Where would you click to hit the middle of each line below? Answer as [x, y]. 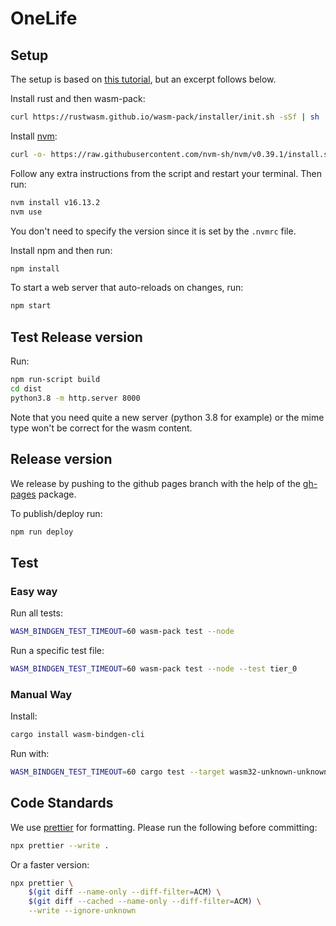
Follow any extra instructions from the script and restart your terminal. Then [166, 173]
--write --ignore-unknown [82, 911]
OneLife [44, 18]
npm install [35, 268]
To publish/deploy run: [56, 513]
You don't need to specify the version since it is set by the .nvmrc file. [153, 231]
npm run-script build [55, 380]
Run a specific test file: [57, 650]
